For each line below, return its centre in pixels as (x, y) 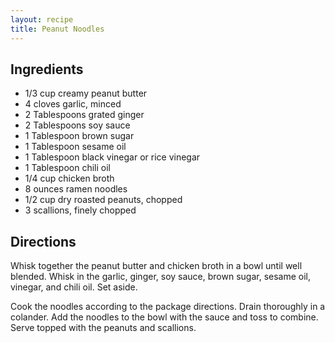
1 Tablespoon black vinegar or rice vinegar (112, 157)
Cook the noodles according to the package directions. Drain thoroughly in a (168, 307)
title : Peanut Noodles (57, 29)
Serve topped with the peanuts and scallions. (103, 328)
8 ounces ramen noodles (76, 189)
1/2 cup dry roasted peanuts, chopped (103, 200)
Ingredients (47, 69)
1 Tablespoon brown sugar (79, 136)
